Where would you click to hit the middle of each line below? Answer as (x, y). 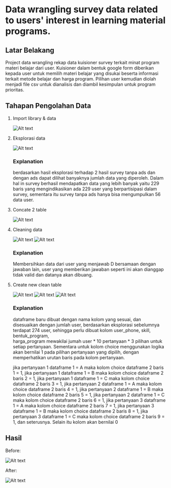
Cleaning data (27, 230)
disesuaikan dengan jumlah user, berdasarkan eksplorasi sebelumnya (86, 325)
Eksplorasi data (29, 138)
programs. (28, 31)
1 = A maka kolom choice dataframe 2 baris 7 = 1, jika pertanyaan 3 (83, 405)
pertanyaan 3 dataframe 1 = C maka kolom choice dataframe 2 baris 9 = (89, 416)
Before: (13, 451)
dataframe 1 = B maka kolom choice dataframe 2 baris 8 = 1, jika (80, 411)
